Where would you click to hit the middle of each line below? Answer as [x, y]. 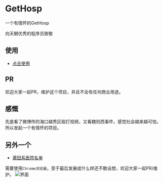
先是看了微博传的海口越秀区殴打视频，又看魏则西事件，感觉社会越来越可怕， [83, 122]
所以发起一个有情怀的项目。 [33, 128]
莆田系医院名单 [27, 158]
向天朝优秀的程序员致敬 [29, 33]
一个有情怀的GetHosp [27, 23]
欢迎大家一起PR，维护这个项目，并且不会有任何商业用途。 [64, 91]
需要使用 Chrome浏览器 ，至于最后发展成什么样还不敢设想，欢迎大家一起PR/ [79, 168]
